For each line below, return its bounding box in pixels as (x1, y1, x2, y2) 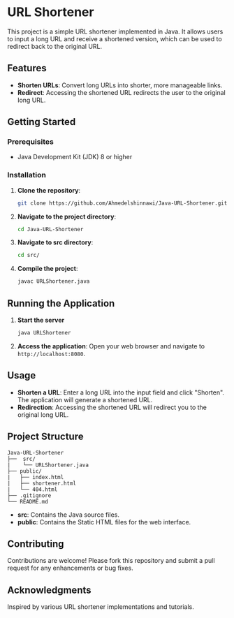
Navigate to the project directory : (17, 212, 117, 221)
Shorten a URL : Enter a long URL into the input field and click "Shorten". (17, 388, 225, 397)
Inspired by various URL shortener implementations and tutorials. (7, 603, 194, 611)
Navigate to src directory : (17, 238, 94, 247)
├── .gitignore (7, 492, 52, 499)
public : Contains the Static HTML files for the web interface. (17, 517, 191, 526)
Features (7, 62, 47, 74)
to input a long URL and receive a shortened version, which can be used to (7, 34, 222, 43)
